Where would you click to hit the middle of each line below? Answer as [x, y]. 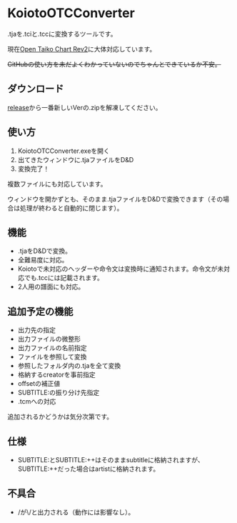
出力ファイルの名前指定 [52, 348]
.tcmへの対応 [37, 402]
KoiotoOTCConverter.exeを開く [64, 151]
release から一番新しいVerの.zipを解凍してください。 [85, 107]
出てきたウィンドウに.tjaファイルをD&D [76, 159]
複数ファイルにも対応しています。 [57, 184]
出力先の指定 [36, 330]
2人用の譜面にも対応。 [51, 287]
